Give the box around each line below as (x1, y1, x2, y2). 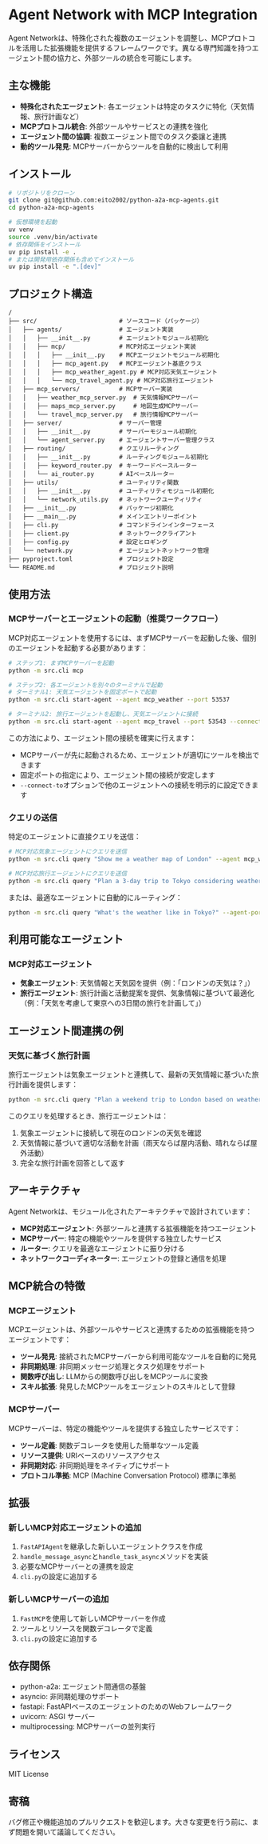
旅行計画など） (33, 111, 84, 121)
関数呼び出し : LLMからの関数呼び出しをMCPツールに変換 (19, 1372, 209, 1382)
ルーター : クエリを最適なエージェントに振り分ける (19, 1243, 185, 1253)
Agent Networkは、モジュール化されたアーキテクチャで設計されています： (8, 1206, 253, 1216)
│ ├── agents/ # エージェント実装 (8, 326, 174, 334)
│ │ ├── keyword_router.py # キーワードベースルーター (8, 462, 198, 470)
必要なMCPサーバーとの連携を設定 (19, 1562, 134, 1571)
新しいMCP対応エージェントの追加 (8, 1522, 142, 1533)
